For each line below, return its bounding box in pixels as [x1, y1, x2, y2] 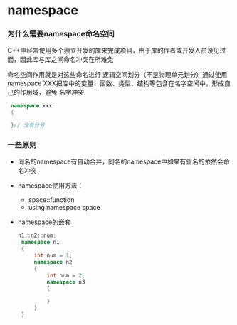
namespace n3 [46, 278, 85, 286]
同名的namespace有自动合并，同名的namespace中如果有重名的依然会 [17, 157, 224, 166]
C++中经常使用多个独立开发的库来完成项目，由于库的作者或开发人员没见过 [7, 46, 226, 55]
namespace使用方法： [17, 181, 84, 190]
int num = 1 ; [33, 252, 73, 260]
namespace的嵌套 [17, 218, 71, 226]
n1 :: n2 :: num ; [17, 232, 57, 240]
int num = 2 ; [46, 272, 85, 279]
